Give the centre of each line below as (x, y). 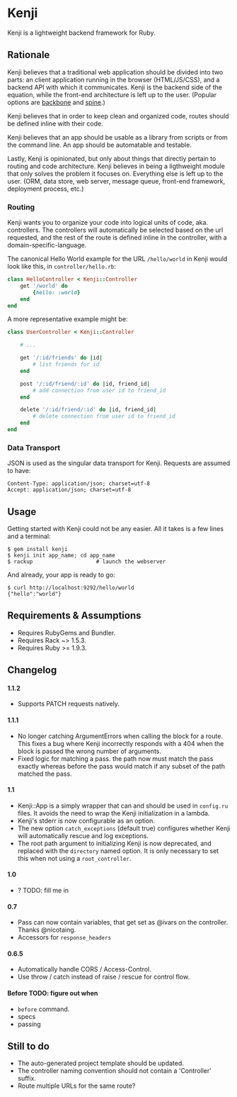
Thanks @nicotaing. (47, 930)
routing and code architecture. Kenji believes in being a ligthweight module (116, 166)
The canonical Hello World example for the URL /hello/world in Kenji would (117, 259)
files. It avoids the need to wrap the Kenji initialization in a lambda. (114, 813)
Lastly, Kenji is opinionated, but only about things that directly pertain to (112, 158)
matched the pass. (45, 774)
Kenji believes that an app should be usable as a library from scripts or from (117, 137)
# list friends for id (66, 364)
